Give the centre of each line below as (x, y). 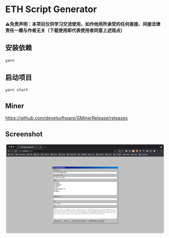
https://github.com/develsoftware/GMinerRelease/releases (67, 118)
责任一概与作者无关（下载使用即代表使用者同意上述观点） (65, 30)
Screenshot (24, 134)
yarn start (17, 90)
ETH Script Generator (51, 9)
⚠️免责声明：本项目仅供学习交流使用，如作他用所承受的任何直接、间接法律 (83, 24)
